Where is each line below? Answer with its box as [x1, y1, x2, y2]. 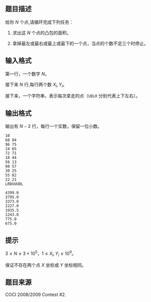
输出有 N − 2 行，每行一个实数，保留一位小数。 [5, 123, 102, 129]
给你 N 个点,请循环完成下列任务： [5, 19, 74, 25]
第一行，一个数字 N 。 [5, 71, 49, 77]
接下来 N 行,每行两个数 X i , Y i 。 [5, 81, 67, 89]
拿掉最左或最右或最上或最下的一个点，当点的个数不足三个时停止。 [12, 40, 148, 46]
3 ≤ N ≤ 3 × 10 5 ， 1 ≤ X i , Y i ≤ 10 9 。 [5, 250, 76, 257]
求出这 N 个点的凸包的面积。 [12, 30, 71, 36]
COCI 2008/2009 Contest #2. [5, 291, 66, 297]
